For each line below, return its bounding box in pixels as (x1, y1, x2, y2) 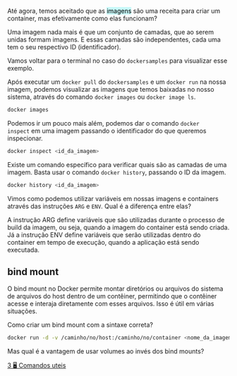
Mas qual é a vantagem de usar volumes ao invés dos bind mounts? (7, 347, 205, 356)
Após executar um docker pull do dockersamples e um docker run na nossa (7, 78, 226, 86)
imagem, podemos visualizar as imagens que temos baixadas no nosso (7, 85, 214, 93)
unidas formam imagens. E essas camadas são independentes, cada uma (7, 35, 221, 44)
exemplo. (7, 64, 34, 72)
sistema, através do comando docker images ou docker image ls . (7, 92, 196, 101)
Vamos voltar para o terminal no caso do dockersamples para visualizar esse (7, 56, 228, 65)
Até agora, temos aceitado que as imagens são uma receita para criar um (7, 7, 221, 15)
